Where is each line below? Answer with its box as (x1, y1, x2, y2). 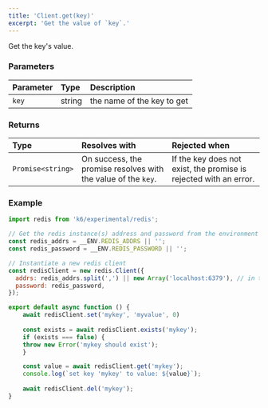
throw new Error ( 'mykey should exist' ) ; (22, 341, 159, 349)
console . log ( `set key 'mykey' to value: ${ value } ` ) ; (22, 370, 202, 378)
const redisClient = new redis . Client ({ (8, 266, 145, 274)
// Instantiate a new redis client (8, 259, 127, 267)
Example (8, 198, 43, 209)
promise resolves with (81, 163, 164, 174)
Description (89, 82, 136, 93)
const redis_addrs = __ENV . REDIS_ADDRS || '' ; (8, 238, 166, 246)
